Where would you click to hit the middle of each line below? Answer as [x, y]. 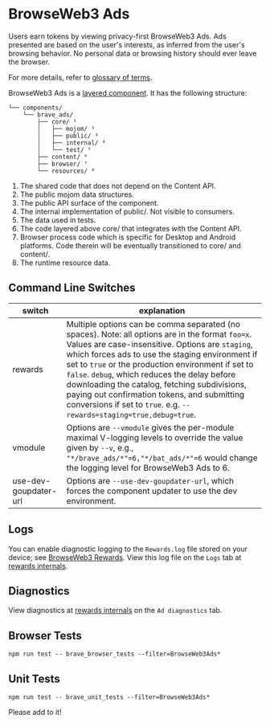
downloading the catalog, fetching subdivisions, [157, 384]
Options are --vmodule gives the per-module [150, 427]
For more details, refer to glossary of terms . [80, 77]
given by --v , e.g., [100, 447]
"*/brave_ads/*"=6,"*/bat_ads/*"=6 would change [162, 457]
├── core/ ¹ [57, 121]
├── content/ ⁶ [63, 157]
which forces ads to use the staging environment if [162, 354]
